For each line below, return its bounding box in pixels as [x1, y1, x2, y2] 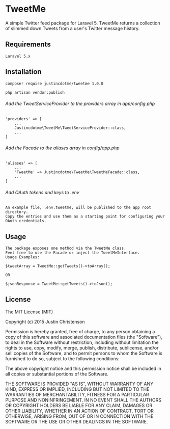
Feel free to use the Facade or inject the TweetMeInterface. [5, 250, 140, 255]
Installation [5, 67, 42, 76]
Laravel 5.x [5, 53, 31, 59]
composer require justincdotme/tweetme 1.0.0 [5, 81, 103, 86]
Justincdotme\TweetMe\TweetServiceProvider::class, [14, 125, 126, 130]
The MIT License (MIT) [5, 309, 53, 315]
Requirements [5, 40, 51, 49]
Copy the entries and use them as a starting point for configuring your [5, 214, 165, 219]
